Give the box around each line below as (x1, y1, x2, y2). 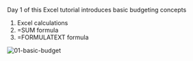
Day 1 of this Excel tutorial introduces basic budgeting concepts (7, 6, 187, 14)
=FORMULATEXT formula (16, 33, 89, 41)
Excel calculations (16, 19, 68, 26)
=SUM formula (16, 26, 59, 34)
